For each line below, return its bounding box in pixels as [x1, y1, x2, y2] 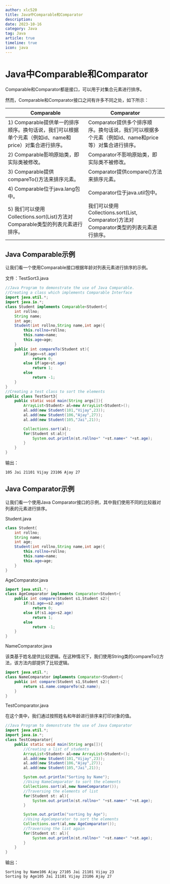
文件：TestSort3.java [5, 275, 49, 282]
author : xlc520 [5, 7, 37, 13]
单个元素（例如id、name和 [8, 134, 71, 141]
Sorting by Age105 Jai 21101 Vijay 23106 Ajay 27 [5, 874, 112, 879]
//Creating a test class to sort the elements [5, 389, 105, 394]
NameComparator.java [5, 643, 52, 649]
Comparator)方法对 [88, 216, 134, 223]
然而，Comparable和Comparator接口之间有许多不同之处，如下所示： [5, 97, 149, 103]
